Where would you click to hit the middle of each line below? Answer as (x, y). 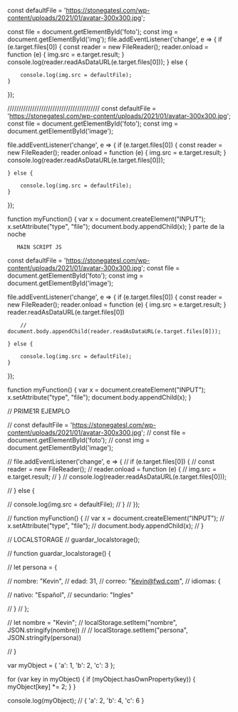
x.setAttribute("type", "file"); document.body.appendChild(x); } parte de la (116, 227)
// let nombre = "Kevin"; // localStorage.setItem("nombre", (92, 622)
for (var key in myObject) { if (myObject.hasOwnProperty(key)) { (102, 679)
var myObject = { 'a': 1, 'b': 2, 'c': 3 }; (61, 665)
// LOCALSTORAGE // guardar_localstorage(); (74, 539)
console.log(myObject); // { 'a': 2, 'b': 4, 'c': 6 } (76, 701)
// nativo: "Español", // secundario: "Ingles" (71, 595)
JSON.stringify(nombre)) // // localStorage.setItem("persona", (98, 630)
